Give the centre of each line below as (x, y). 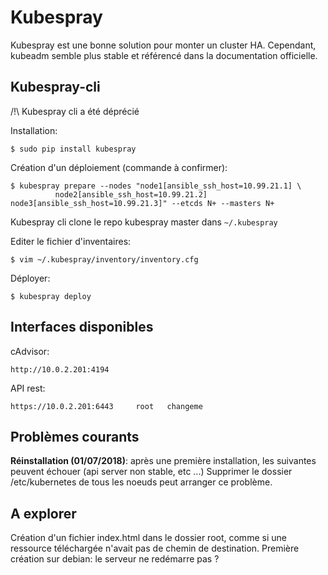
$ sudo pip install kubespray (73, 149)
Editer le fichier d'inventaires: (71, 241)
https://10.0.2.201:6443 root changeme (106, 406)
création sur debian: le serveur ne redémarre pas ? (115, 559)
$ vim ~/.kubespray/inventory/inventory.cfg (104, 259)
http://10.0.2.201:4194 (60, 369)
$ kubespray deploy (51, 296)
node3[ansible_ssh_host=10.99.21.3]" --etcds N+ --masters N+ (142, 203)
